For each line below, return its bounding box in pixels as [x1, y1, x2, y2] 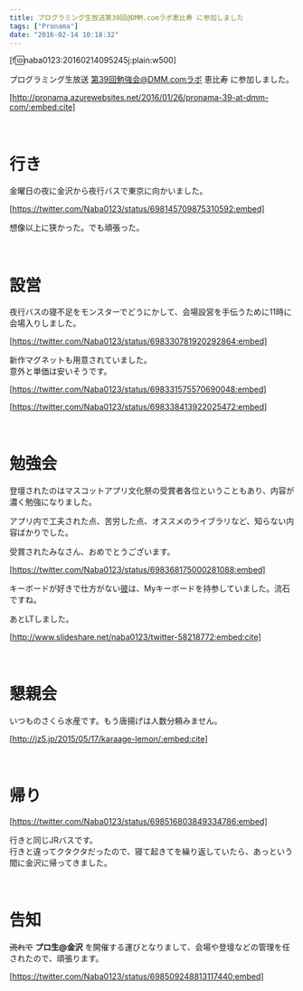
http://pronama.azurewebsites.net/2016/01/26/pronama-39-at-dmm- [12, 92, 270, 103]
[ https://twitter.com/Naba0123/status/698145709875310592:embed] [9, 204, 265, 214]
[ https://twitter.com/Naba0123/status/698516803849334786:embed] [9, 816, 269, 827]
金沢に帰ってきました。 [24, 857, 112, 869]
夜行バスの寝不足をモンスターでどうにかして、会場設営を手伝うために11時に [9, 307, 292, 318]
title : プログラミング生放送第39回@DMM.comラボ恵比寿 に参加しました [9, 13, 244, 23]
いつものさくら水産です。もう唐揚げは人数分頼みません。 [9, 716, 223, 727]
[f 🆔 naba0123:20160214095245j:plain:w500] [9, 55, 176, 66]
